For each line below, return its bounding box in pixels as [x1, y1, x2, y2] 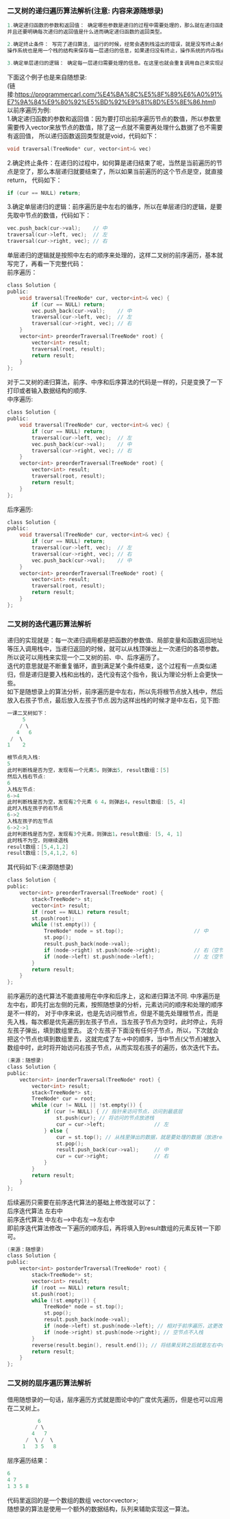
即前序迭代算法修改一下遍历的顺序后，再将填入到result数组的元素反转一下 [7, 1223, 216, 1232]
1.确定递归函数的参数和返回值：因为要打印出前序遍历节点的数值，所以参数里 [7, 115, 221, 123]
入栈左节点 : [7, 786, 36, 793]
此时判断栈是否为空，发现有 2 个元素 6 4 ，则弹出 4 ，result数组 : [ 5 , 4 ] [7, 799, 186, 805]
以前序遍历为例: [7, 106, 51, 114]
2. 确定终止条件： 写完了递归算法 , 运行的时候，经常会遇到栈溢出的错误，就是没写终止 [7, 41, 216, 48]
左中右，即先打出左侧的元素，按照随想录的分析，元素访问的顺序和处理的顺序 [7, 1000, 223, 1009]
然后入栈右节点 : [7, 773, 47, 780]
